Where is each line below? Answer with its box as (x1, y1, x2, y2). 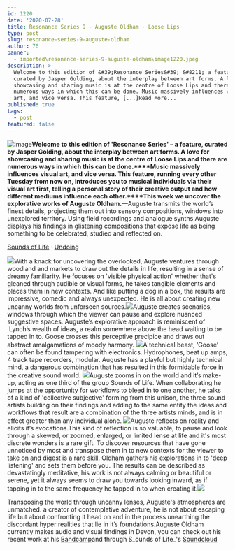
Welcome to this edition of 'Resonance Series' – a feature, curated (31, 140, 228, 148)
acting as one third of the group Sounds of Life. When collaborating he (17, 378, 222, 386)
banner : (7, 50, 30, 57)
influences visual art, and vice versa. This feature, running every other (7, 169, 217, 178)
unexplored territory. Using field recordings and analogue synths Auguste (7, 214, 219, 222)
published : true (7, 101, 55, 108)
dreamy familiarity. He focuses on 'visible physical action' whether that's (7, 272, 217, 280)
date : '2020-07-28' (7, 17, 64, 24)
